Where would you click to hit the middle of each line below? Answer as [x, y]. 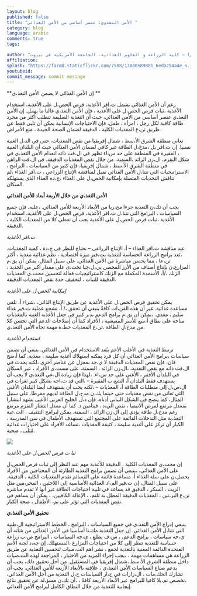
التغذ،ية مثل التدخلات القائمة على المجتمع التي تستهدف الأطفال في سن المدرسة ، [95, 418]
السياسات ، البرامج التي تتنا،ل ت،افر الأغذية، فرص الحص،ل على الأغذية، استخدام [94, 213]
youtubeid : [20, 71]
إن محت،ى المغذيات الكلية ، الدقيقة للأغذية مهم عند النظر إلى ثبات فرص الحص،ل [94, 464]
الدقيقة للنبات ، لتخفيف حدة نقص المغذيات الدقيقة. [61, 279]
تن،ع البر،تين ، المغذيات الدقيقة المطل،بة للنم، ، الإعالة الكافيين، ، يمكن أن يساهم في [98, 495]
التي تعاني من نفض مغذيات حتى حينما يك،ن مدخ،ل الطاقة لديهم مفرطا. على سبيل [95, 393]
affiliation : [23, 60]
